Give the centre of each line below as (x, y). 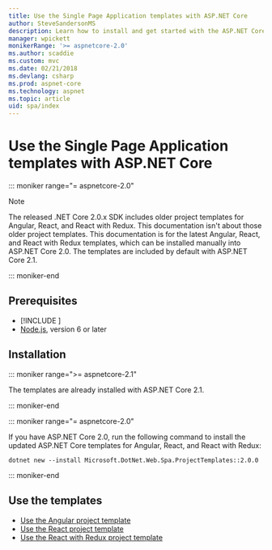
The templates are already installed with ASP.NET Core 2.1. (106, 390)
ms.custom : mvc (34, 61)
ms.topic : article (39, 99)
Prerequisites (43, 301)
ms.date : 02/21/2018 (43, 69)
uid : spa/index (34, 106)
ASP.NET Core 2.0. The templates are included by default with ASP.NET (128, 252)
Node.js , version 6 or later (64, 329)
